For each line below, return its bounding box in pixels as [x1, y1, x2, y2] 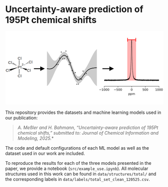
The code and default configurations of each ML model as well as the [5, 145, 149, 151]
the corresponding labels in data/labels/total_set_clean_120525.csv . [5, 176, 150, 182]
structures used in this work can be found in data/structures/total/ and [5, 170, 156, 177]
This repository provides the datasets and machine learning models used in [5, 109, 161, 115]
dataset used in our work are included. [5, 150, 86, 156]
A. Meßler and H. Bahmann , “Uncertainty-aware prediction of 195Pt [17, 124, 158, 131]
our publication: [5, 114, 38, 120]
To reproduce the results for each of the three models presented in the [5, 160, 152, 166]
